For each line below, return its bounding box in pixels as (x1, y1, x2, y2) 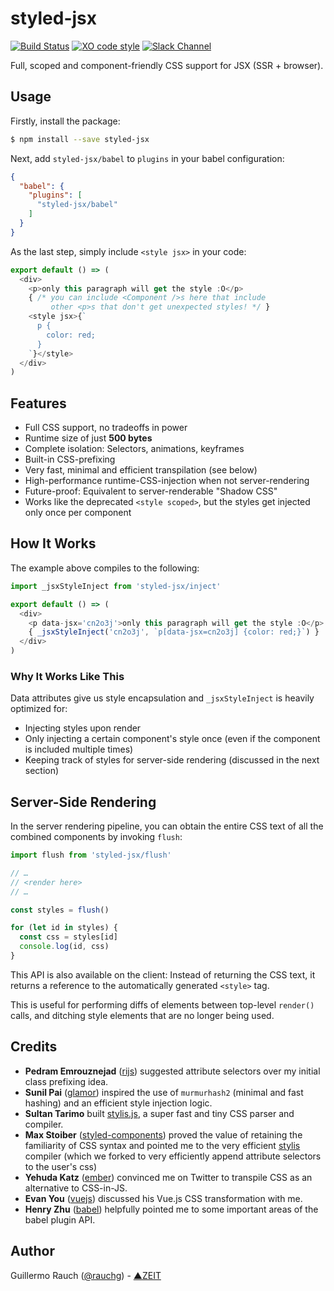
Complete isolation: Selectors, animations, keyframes (24, 443, 245, 455)
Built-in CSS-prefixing (24, 453, 116, 466)
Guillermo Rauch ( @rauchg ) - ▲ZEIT (10, 1269, 162, 1281)
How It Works (10, 535, 97, 552)
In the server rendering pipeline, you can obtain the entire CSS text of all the (10, 820, 324, 832)
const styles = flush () (10, 905, 110, 915)
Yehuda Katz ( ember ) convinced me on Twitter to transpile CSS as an (24, 1171, 313, 1183)
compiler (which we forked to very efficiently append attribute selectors (24, 1150, 322, 1162)
